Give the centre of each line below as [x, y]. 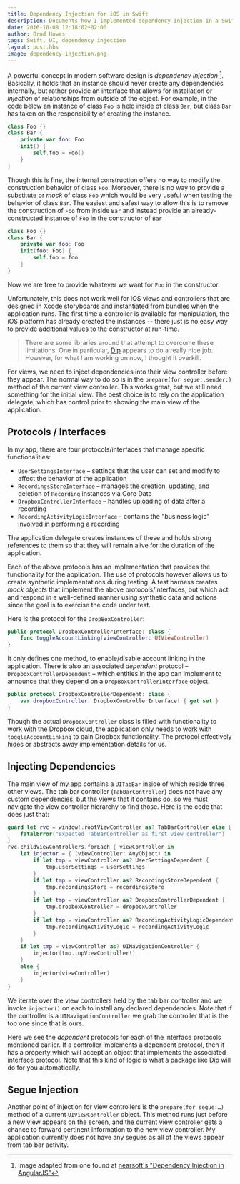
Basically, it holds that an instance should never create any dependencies [115, 83]
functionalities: [29, 457]
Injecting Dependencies [61, 766]
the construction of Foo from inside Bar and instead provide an [99, 210]
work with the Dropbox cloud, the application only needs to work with [110, 729]
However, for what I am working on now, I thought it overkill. [113, 357]
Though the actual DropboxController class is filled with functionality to [112, 721]
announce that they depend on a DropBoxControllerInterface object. [109, 681]
